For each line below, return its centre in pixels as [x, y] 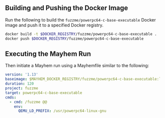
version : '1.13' [22, 75]
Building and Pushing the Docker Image [67, 8]
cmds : [11, 97]
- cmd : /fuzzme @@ [28, 102]
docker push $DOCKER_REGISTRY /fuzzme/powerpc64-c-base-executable [74, 39]
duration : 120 [20, 84]
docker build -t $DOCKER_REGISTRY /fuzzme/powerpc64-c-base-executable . [81, 34]
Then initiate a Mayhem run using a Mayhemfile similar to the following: [77, 66]
